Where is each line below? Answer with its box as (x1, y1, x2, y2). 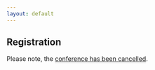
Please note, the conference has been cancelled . (6, 55, 148, 63)
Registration (6, 36, 62, 48)
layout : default (6, 10, 54, 17)
